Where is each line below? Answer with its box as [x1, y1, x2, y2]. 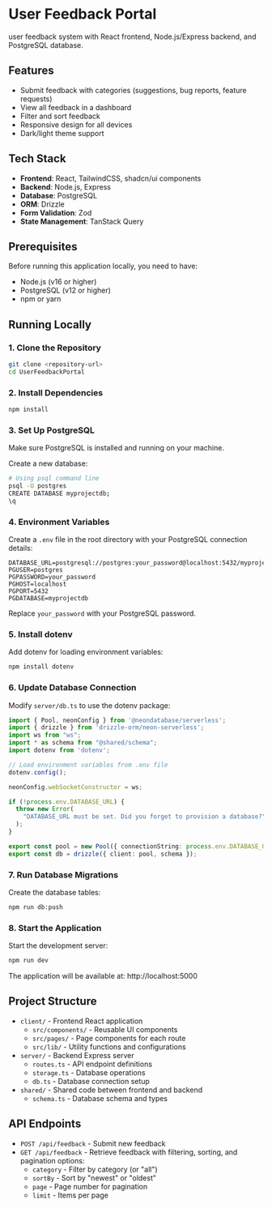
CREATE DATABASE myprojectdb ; [8, 489, 111, 498]
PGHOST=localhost [8, 580, 67, 588]
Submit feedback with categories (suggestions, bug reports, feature [19, 85, 247, 95]
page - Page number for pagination [32, 1181, 148, 1191]
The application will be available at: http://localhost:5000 [8, 971, 198, 981]
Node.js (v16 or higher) [19, 277, 97, 287]
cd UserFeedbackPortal [8, 368, 85, 376]
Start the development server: [8, 941, 108, 950]
